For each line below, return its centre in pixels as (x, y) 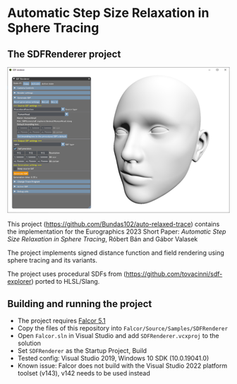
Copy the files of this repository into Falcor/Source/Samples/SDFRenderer (122, 328)
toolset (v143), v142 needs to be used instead (84, 373)
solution (29, 343)
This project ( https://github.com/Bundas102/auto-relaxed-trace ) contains (114, 224)
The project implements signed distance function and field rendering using (116, 253)
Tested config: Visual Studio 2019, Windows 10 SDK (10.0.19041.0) (113, 359)
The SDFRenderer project (64, 54)
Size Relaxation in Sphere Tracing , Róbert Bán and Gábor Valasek (103, 239)
